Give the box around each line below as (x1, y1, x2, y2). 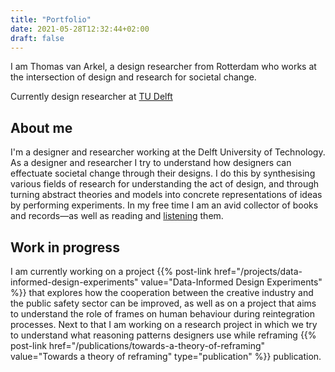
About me (10, 119, 73, 136)
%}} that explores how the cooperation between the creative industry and (10, 287, 314, 298)
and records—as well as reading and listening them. (10, 210, 224, 222)
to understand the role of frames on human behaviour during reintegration (10, 308, 316, 320)
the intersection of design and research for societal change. (10, 71, 257, 83)
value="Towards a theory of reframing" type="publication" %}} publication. (10, 351, 322, 362)
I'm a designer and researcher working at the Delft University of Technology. (10, 146, 326, 158)
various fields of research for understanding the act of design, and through (10, 178, 320, 190)
